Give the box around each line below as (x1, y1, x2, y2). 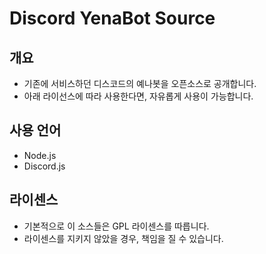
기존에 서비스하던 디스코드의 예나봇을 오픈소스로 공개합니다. (23, 78, 257, 89)
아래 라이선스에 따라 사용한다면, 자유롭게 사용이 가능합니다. (23, 90, 254, 102)
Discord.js (23, 160, 66, 172)
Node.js (23, 149, 57, 161)
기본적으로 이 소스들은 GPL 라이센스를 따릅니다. (23, 220, 210, 232)
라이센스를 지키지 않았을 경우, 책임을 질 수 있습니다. (23, 232, 224, 244)
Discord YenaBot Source (9, 7, 216, 30)
